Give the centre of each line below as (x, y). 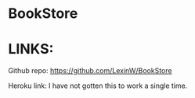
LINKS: (31, 49)
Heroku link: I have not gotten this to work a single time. (98, 86)
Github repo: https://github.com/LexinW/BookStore (90, 71)
